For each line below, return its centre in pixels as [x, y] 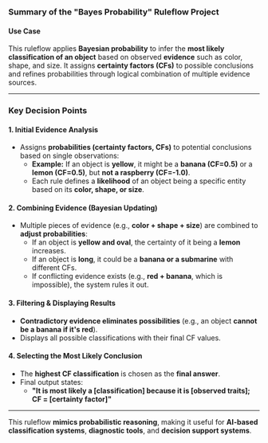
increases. [49, 251]
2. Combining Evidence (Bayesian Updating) [83, 208]
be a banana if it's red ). [59, 329]
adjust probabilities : [53, 234]
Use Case [25, 31]
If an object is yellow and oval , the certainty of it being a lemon [136, 242]
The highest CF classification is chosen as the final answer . [120, 374]
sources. [23, 83]
